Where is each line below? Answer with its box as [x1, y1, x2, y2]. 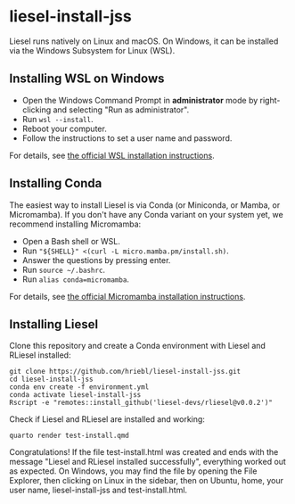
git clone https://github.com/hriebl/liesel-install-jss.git [9, 368, 242, 376]
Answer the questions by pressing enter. [21, 254, 171, 265]
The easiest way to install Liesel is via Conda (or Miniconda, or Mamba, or [9, 199, 281, 211]
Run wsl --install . [21, 113, 94, 124]
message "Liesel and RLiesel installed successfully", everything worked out [9, 457, 287, 467]
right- [259, 95, 281, 105]
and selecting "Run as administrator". [53, 104, 190, 115]
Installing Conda [9, 176, 102, 191]
